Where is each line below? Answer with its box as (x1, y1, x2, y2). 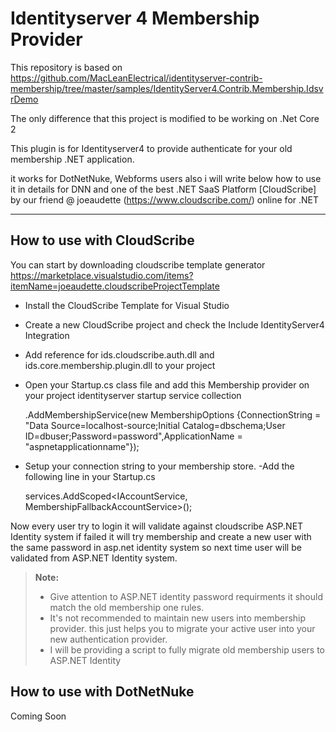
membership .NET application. (10, 153, 135, 165)
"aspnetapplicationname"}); (24, 440, 140, 452)
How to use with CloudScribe (10, 232, 195, 249)
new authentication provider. (49, 633, 168, 645)
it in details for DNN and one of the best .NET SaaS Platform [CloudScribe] (10, 183, 317, 195)
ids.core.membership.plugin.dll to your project (24, 359, 216, 371)
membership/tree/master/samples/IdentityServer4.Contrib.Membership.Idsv (10, 82, 324, 94)
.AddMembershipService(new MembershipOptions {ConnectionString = (24, 408, 322, 421)
